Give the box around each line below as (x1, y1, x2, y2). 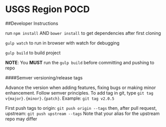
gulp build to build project (5, 50, 61, 56)
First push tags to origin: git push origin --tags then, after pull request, (5, 105, 157, 111)
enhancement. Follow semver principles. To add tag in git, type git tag (5, 90, 153, 96)
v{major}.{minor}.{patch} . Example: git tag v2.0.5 (5, 95, 115, 101)
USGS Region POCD (5, 4, 90, 15)
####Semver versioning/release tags (5, 74, 83, 80)
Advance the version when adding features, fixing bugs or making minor (5, 84, 156, 91)
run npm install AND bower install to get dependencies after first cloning (5, 30, 161, 36)
